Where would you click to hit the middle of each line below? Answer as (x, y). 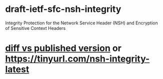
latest (17, 69)
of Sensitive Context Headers (35, 28)
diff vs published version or (63, 48)
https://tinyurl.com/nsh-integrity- (77, 59)
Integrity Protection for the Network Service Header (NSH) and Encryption (82, 23)
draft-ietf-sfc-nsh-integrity (63, 9)
